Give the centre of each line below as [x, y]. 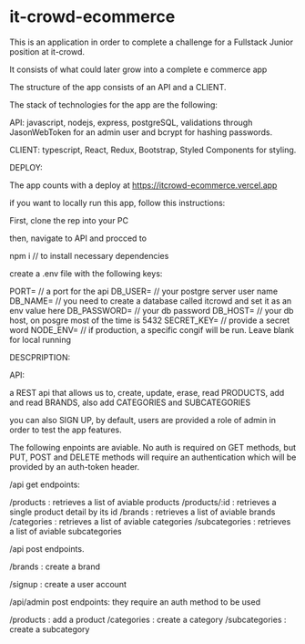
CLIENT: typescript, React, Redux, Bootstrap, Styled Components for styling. [153, 150]
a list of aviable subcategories [66, 531]
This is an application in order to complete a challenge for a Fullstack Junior [152, 42]
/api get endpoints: [45, 484]
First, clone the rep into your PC [69, 220]
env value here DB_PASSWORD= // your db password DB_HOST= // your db [152, 310]
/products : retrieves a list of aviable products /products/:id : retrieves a [143, 502]
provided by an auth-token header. [75, 466]
